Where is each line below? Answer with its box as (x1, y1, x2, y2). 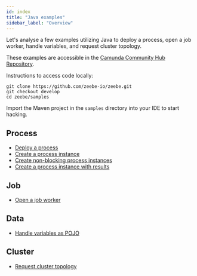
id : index (6, 8, 31, 15)
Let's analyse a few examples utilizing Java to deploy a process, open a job (6, 36, 192, 44)
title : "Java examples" (6, 14, 66, 20)
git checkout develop (6, 89, 60, 95)
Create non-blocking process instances (14, 157, 112, 164)
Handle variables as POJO (14, 229, 79, 237)
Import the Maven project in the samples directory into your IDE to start (6, 105, 180, 112)
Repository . (6, 60, 35, 68)
